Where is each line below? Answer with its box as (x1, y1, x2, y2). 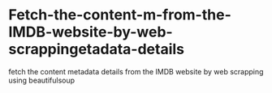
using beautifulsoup (8, 75, 76, 85)
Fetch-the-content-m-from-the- (8, 6, 231, 24)
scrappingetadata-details (8, 40, 185, 58)
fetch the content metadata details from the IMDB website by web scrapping (8, 66, 264, 76)
